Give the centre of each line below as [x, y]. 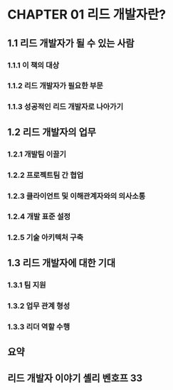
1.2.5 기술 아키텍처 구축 [46, 238]
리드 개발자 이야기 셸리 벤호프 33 [75, 378]
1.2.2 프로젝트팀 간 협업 [46, 175]
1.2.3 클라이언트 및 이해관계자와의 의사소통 [77, 196]
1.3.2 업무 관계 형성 [39, 305]
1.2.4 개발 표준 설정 [39, 216]
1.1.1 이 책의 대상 [33, 65]
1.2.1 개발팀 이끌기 [37, 154]
